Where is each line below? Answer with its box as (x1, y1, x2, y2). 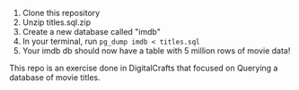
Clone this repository (22, 8, 101, 18)
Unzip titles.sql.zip (22, 17, 92, 28)
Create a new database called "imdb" (22, 27, 162, 37)
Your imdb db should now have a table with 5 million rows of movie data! (22, 45, 291, 56)
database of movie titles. (9, 72, 101, 83)
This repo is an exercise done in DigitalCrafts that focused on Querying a (9, 62, 278, 73)
